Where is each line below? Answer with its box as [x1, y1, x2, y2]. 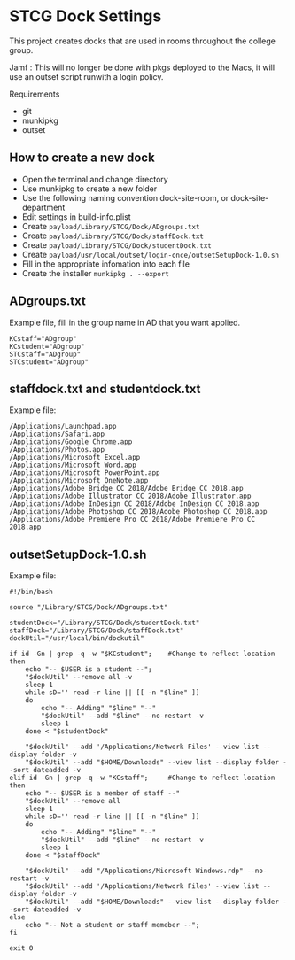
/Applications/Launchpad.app [9, 422, 117, 431]
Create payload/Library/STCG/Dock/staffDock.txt [21, 230, 204, 241]
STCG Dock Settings [9, 6, 162, 27]
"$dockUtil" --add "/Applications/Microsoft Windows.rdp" [25, 866, 244, 876]
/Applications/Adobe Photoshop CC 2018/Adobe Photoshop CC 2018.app [9, 507, 268, 516]
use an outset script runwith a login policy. [9, 71, 164, 81]
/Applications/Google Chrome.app [9, 437, 133, 446]
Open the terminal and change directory [21, 174, 168, 184]
